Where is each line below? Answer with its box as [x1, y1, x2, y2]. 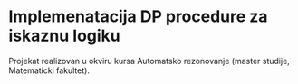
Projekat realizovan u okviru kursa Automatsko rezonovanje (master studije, [8, 55, 291, 66]
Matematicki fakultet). [8, 65, 90, 76]
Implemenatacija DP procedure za [8, 6, 268, 27]
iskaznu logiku [8, 25, 121, 46]
